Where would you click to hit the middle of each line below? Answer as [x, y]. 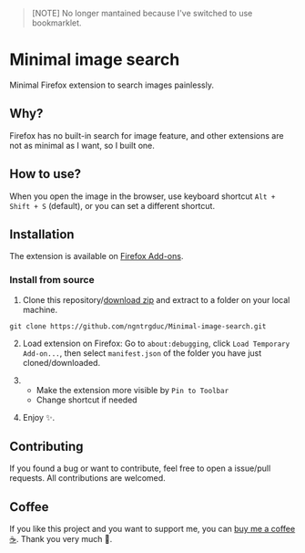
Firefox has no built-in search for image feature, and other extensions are [147, 135]
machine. [40, 309]
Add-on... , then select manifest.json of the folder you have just [142, 353]
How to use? [46, 174]
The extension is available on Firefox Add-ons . [97, 256]
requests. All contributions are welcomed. [87, 478]
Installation [42, 234]
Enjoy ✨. [39, 417]
